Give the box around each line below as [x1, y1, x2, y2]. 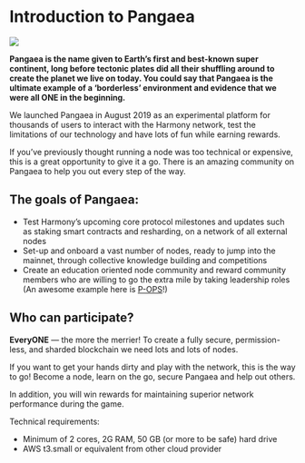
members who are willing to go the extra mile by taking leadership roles [22, 274, 290, 285]
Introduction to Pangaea [9, 6, 195, 27]
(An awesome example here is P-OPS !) [22, 283, 168, 294]
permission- [234, 334, 281, 345]
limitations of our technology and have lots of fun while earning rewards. [9, 129, 281, 140]
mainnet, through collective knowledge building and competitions [22, 254, 268, 265]
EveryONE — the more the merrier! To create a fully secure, [9, 334, 233, 345]
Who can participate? [9, 310, 134, 326]
